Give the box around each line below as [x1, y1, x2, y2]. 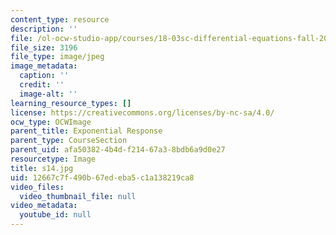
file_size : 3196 [10, 42, 78, 53]
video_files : [10, 182, 65, 192]
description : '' [10, 24, 78, 34]
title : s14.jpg [10, 163, 74, 173]
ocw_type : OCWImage [10, 117, 92, 127]
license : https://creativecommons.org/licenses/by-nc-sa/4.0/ [10, 107, 275, 118]
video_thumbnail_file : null [19, 191, 137, 201]
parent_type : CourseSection [10, 136, 128, 146]
